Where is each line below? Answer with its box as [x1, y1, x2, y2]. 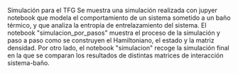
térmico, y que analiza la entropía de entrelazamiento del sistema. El [7, 21, 207, 29]
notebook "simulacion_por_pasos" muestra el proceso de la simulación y [7, 28, 220, 37]
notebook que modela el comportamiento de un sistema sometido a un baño [7, 13, 231, 22]
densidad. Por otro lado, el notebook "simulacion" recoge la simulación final [7, 44, 229, 52]
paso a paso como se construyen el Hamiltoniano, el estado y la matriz [7, 36, 215, 45]
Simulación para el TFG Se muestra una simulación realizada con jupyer [7, 6, 218, 14]
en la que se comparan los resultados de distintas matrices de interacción [7, 51, 224, 60]
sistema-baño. [7, 59, 50, 67]
